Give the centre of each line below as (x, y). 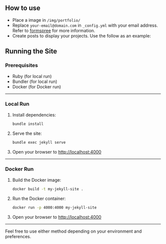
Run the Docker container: (39, 198)
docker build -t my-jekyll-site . (48, 189)
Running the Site (31, 51)
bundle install (28, 124)
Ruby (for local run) (32, 76)
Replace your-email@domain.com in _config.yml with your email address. (85, 25)
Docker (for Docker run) (37, 86)
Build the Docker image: (37, 180)
